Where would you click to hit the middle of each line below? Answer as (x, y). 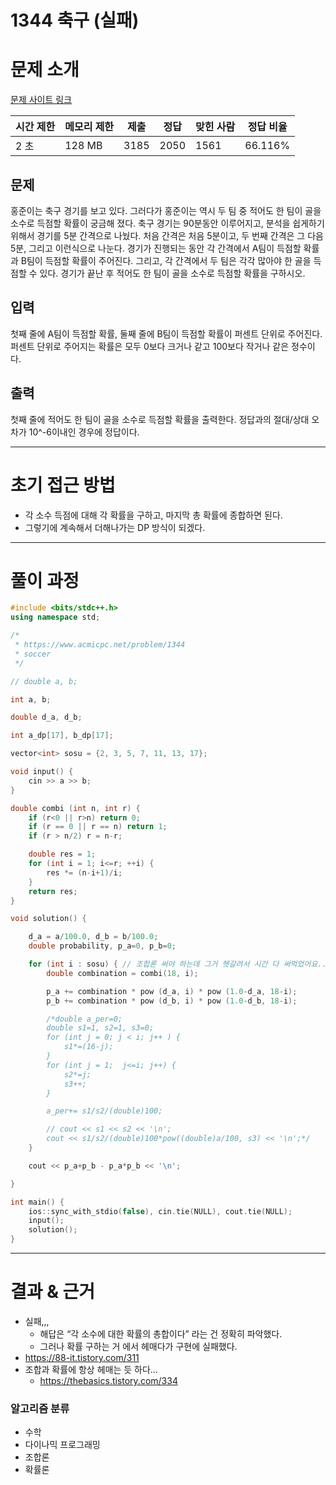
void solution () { (48, 919)
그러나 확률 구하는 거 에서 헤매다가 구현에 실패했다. (138, 1346)
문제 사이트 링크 (41, 100)
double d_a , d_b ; (46, 717)
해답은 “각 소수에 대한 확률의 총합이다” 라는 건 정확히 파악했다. (161, 1334)
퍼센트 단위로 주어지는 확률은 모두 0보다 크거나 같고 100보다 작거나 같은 (150, 346)
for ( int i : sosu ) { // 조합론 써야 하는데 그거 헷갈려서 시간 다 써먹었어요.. (177, 964)
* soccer (33, 654)
